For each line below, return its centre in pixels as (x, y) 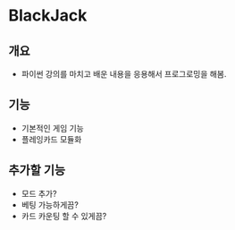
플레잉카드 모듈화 (51, 139)
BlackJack (48, 16)
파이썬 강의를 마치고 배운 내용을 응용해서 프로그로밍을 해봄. (124, 74)
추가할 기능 (37, 170)
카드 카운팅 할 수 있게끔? (64, 216)
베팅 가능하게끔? (50, 204)
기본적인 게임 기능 (52, 128)
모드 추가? (39, 193)
